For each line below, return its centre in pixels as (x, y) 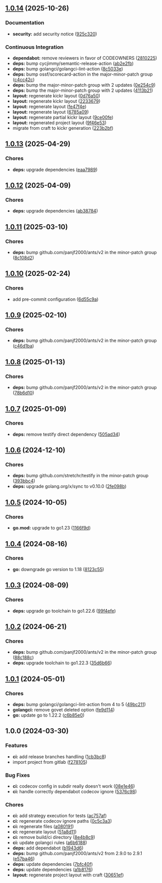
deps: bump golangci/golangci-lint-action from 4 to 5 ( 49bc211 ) (79, 704)
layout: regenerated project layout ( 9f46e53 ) (59, 122)
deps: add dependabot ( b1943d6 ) (48, 848)
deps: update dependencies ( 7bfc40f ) (53, 864)
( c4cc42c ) (24, 79)
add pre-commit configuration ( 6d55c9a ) (55, 299)
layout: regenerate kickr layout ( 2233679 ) (56, 101)
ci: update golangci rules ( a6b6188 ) (50, 843)
